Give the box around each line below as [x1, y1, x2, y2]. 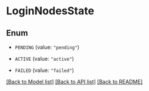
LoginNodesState [6, 4, 94, 18]
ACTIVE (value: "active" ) [14, 55, 74, 62]
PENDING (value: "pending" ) [14, 43, 79, 51]
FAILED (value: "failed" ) [14, 67, 74, 74]
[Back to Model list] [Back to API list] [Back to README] [6, 79, 143, 85]
